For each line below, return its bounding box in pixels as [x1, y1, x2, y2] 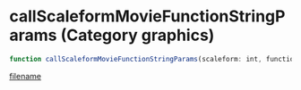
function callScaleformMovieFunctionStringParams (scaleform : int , [9, 54, 262, 63]
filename [9, 70, 42, 81]
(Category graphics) [60, 25, 215, 45]
